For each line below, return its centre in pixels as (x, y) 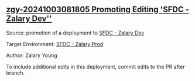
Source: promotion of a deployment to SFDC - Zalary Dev (75, 33)
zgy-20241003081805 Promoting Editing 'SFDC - (97, 10)
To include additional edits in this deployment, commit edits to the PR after (96, 66)
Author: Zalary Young (32, 55)
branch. (16, 73)
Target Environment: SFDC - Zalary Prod (55, 44)
